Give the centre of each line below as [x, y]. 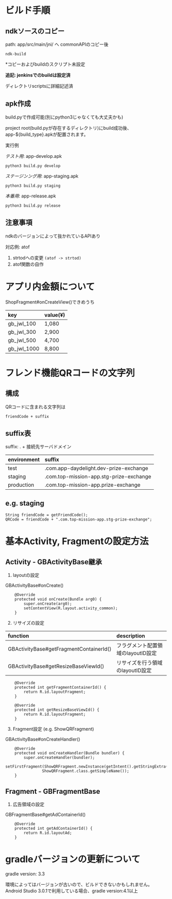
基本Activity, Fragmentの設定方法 [77, 541]
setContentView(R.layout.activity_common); [71, 608]
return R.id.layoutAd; [48, 833]
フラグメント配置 [137, 646]
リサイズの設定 [28, 623]
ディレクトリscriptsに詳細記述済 [39, 86]
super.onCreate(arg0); [48, 604]
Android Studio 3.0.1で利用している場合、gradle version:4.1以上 [72, 891]
